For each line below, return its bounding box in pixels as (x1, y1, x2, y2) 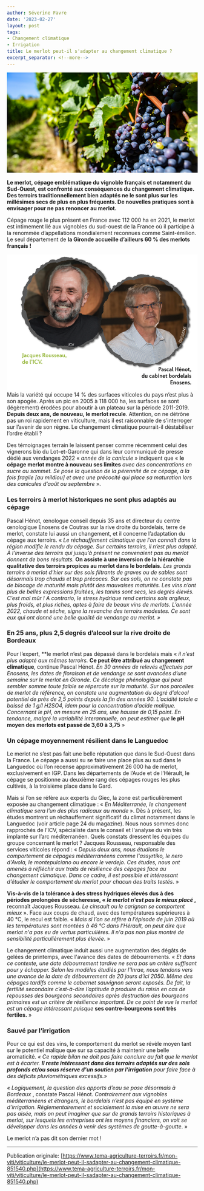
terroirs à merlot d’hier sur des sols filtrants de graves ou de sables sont (7, 568, 188, 576)
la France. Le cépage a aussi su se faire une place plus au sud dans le (7, 757, 182, 764)
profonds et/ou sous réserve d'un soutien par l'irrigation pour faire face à (7, 1066, 196, 1073)
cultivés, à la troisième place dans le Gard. (7, 782, 113, 790)
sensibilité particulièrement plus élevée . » (7, 935, 111, 943)
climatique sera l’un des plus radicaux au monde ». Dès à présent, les (7, 807, 181, 814)
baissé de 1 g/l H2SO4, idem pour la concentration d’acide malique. (7, 701, 176, 709)
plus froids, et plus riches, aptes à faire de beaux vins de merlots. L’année (7, 601, 192, 608)
